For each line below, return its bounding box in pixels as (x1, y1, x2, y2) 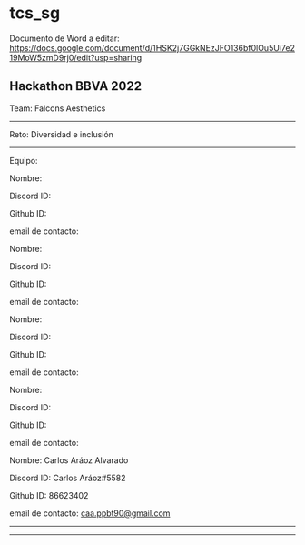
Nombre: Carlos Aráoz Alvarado (9, 454, 129, 466)
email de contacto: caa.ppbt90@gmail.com (9, 508, 171, 519)
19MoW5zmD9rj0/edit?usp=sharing (9, 52, 143, 63)
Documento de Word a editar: (9, 33, 120, 44)
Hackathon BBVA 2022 (9, 78, 143, 94)
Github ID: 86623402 (9, 489, 89, 500)
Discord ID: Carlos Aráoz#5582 (9, 472, 126, 483)
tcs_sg (9, 3, 61, 24)
